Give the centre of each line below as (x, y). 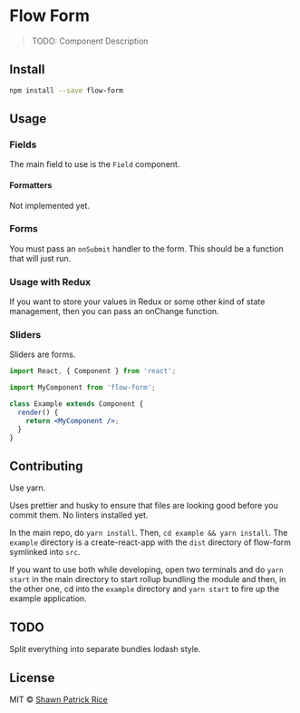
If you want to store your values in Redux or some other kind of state (137, 302)
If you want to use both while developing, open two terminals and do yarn (146, 569)
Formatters (31, 185)
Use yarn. (28, 488)
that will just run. (40, 258)
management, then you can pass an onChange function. (114, 312)
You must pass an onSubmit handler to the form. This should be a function (146, 248)
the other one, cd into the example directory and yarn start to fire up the (145, 589)
